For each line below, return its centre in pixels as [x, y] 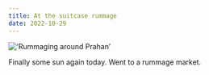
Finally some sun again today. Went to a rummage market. [105, 62]
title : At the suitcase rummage [63, 16]
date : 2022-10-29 [38, 23]
